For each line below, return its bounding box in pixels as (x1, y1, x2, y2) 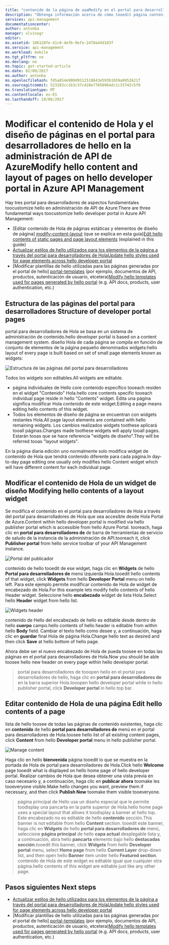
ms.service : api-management (5, 45, 64, 50)
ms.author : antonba (5, 73, 46, 78)
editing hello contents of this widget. (12, 406, 89, 412)
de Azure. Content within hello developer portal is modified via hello (5, 518, 144, 525)
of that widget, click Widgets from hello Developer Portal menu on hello (5, 576, 155, 582)
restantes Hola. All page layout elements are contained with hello (12, 417, 146, 422)
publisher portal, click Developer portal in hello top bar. (17, 685, 133, 691)
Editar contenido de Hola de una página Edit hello (5, 699, 162, 708)
